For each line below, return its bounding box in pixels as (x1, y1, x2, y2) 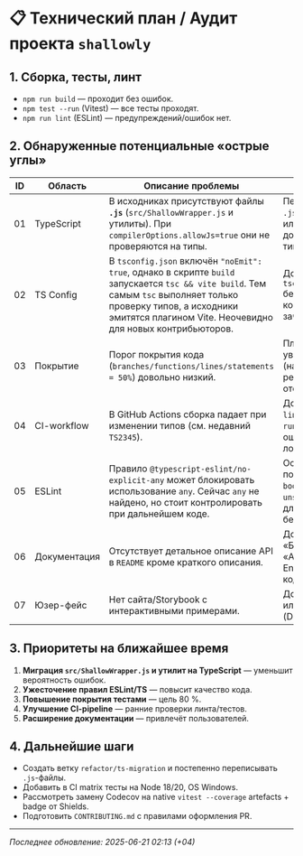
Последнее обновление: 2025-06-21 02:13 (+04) (9, 837, 196, 848)
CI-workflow (34, 419, 89, 432)
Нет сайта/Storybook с (108, 593, 207, 606)
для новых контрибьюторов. (108, 322, 234, 335)
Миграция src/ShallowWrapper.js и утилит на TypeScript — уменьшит (22, 665, 293, 675)
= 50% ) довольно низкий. (108, 370, 216, 383)
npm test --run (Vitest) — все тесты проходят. (22, 103, 199, 114)
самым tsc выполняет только (108, 288, 239, 301)
